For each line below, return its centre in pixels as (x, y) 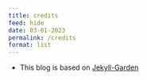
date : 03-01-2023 (37, 30)
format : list (30, 45)
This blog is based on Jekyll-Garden (79, 67)
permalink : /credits (43, 38)
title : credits (33, 15)
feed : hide (26, 23)
